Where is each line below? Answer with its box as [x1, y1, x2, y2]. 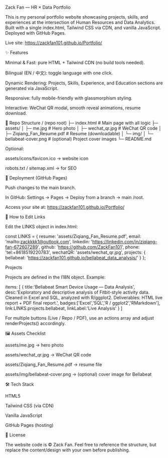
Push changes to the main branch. [5, 185, 76, 191]
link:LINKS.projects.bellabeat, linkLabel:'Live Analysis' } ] [5, 305, 123, 311]
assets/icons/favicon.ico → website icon [5, 155, 89, 161]
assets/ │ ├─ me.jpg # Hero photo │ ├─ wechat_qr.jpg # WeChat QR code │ [5, 125, 162, 131]
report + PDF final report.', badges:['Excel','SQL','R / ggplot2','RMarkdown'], [5, 300, 160, 306]
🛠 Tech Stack [5, 382, 34, 387]
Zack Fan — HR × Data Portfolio [5, 5, 71, 10]
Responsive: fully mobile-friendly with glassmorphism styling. [5, 95, 133, 101]
